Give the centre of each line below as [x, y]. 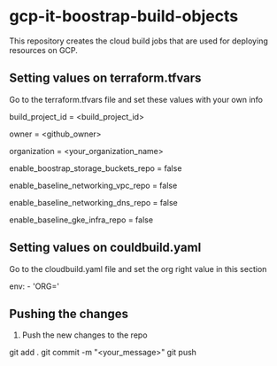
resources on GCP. [43, 50]
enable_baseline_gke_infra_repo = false [81, 220]
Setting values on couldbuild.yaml [105, 248]
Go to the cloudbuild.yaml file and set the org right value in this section [138, 269]
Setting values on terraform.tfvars [105, 78]
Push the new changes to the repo [85, 335]
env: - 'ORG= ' [35, 286]
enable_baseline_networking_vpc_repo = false [93, 185]
